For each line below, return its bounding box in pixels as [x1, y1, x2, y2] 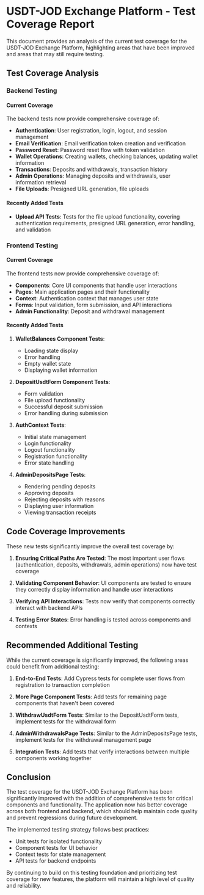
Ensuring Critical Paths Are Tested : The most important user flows [15, 554, 185, 562]
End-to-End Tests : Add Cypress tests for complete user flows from [15, 675, 185, 682]
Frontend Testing [6, 241, 59, 250]
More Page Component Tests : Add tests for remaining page [15, 693, 167, 700]
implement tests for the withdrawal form [15, 717, 116, 725]
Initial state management [24, 433, 87, 440]
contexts [15, 622, 38, 629]
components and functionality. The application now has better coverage [6, 801, 188, 808]
